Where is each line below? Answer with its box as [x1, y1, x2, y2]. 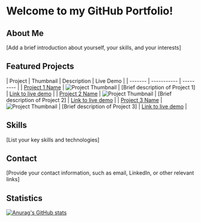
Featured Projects [6, 61, 74, 71]
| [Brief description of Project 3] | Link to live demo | [58, 103, 187, 110]
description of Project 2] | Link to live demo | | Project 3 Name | [6, 96, 163, 103]
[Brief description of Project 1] [121, 83, 196, 91]
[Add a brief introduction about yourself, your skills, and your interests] [6, 44, 181, 51]
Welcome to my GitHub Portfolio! [6, 4, 173, 18]
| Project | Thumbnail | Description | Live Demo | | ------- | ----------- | [6, 77, 181, 85]
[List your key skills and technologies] [6, 136, 100, 143]
